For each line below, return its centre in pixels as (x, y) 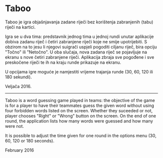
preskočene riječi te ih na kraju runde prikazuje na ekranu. (63, 62)
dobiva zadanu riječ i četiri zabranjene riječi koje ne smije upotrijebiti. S (76, 41)
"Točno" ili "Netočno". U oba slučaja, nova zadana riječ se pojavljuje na (76, 52)
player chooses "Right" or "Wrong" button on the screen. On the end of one (81, 116)
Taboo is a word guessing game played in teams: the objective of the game (80, 100)
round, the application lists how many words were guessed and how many (79, 121)
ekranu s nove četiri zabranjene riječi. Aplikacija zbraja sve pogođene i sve (80, 57)
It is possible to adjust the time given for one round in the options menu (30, (81, 135)
